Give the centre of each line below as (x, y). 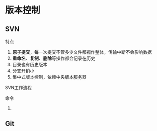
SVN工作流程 (19, 87)
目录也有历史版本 (30, 65)
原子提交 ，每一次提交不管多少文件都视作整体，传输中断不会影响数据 (82, 52)
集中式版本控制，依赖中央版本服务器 (49, 77)
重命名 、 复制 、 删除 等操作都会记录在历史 (54, 58)
